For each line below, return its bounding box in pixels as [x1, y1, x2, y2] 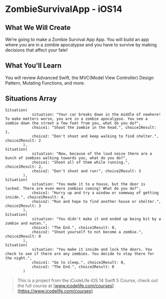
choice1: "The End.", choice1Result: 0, [31, 225, 117, 230]
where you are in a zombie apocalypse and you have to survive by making [5, 42, 157, 48]
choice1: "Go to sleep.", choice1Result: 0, [31, 260, 126, 265]
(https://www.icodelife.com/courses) [17, 288, 93, 294]
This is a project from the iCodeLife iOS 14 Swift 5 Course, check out [17, 277, 158, 283]
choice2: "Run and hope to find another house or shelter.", [31, 199, 162, 204]
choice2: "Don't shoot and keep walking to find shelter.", [31, 133, 159, 139]
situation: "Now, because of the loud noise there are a [31, 151, 153, 156]
